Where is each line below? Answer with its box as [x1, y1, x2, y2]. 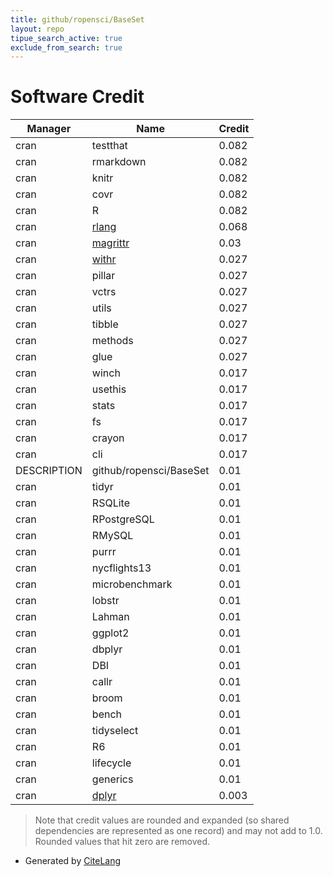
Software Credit [10, 86, 145, 108]
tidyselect [91, 724, 139, 738]
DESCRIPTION [15, 464, 83, 478]
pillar [91, 269, 116, 283]
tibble [91, 317, 119, 331]
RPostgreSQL [91, 512, 155, 526]
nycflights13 [91, 561, 152, 575]
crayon [91, 431, 125, 445]
